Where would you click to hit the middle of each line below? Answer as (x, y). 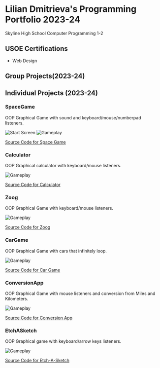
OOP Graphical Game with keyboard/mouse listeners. (59, 208)
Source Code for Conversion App (39, 318)
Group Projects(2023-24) (45, 76)
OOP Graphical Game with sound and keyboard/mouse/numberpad (73, 117)
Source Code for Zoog (28, 227)
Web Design (25, 61)
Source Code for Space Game (35, 142)
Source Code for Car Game (33, 270)
